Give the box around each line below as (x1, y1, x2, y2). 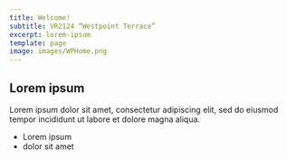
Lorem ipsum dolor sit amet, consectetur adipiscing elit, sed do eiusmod (9, 104, 279, 115)
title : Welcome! (9, 13, 71, 23)
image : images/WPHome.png (9, 47, 107, 56)
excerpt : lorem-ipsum (9, 30, 91, 39)
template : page (9, 38, 67, 48)
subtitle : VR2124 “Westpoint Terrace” (9, 22, 156, 31)
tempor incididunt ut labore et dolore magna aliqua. (9, 114, 201, 125)
